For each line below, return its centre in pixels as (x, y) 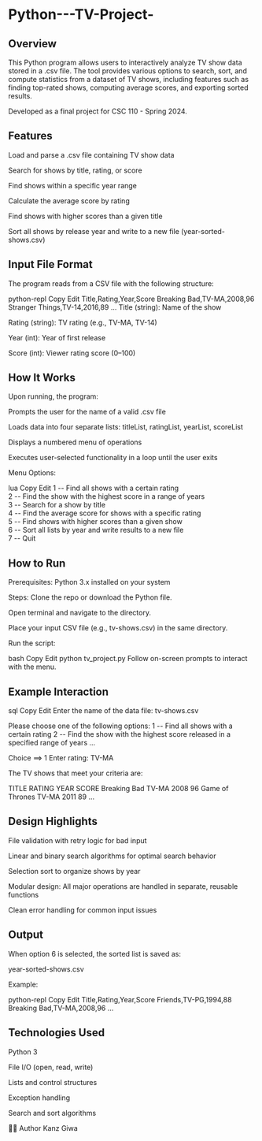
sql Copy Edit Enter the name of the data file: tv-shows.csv (103, 711)
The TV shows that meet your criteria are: (76, 773)
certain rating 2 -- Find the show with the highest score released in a (119, 734)
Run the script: (32, 643)
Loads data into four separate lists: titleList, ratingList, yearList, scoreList (126, 427)
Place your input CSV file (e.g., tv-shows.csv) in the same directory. (118, 628)
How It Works (42, 378)
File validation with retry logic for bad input (77, 840)
